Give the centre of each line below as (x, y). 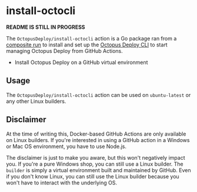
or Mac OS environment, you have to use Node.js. (66, 146)
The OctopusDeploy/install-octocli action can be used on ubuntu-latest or (98, 95)
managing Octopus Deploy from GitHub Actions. (65, 50)
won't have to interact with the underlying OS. (62, 183)
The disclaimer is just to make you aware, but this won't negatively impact (96, 157)
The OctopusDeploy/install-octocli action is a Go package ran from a (91, 38)
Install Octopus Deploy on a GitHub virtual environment (81, 62)
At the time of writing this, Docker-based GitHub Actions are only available (96, 134)
